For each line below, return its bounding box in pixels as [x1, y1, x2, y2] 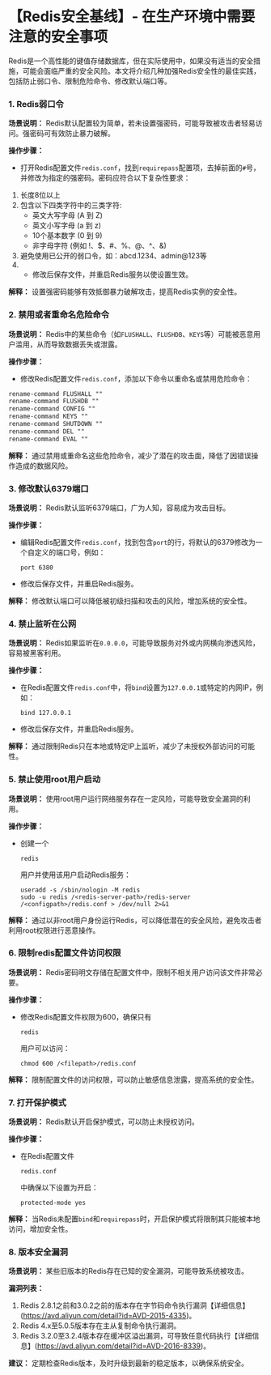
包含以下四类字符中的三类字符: [19, 200, 122, 211]
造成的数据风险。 [15, 461, 73, 470]
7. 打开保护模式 [8, 1096, 67, 1108]
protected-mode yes [19, 1199, 87, 1207]
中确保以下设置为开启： [19, 1183, 99, 1193]
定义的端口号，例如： [34, 547, 106, 557]
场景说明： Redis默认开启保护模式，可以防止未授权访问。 [8, 1117, 200, 1126]
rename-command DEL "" [8, 427, 85, 436]
